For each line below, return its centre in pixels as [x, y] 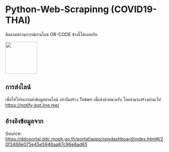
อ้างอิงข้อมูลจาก [24, 121]
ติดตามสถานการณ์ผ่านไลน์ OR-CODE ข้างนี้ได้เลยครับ [51, 34]
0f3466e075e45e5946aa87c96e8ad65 [46, 144]
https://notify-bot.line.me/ [32, 105]
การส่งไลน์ [18, 87]
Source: [13, 133]
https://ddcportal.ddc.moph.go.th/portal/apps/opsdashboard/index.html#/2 [84, 139]
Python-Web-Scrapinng [57, 9]
